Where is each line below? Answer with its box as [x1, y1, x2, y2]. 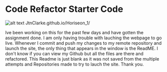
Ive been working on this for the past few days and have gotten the [5, 29, 144, 35]
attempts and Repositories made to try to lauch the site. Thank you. [5, 61, 144, 67]
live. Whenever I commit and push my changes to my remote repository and [5, 40, 162, 46]
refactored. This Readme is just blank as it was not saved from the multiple [5, 56, 159, 62]
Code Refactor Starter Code [5, 3, 123, 15]
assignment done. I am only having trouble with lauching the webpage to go [5, 35, 162, 41]
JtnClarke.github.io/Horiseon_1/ [25, 20, 90, 26]
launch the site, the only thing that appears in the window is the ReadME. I [5, 45, 158, 51]
